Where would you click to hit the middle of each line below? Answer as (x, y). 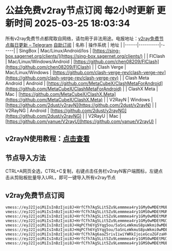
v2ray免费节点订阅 (35, 195)
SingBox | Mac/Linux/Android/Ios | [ (57, 50)
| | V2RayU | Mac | (102, 116)
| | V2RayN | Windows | (128, 99)
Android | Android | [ (27, 83)
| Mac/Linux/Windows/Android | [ (40, 61)
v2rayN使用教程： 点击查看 (48, 139)
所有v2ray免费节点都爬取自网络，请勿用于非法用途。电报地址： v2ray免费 (82, 38)
